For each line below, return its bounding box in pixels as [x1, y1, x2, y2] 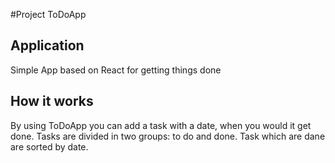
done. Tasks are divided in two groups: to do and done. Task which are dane [10, 130, 326, 142]
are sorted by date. [10, 140, 89, 153]
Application [10, 37, 85, 54]
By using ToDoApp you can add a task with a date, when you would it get [10, 119, 312, 131]
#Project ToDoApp [10, 9, 87, 20]
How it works [10, 93, 94, 110]
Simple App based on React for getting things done [10, 64, 222, 76]
